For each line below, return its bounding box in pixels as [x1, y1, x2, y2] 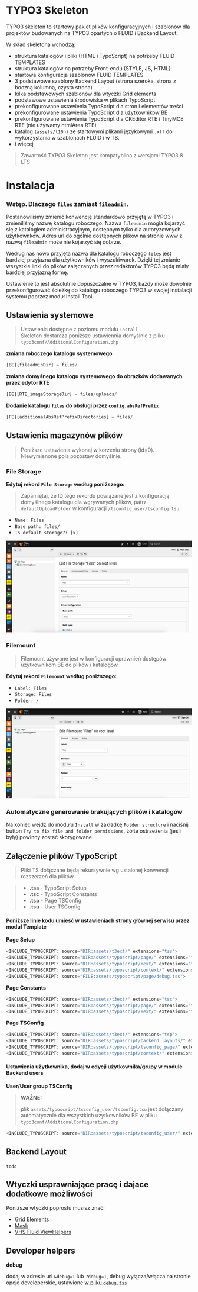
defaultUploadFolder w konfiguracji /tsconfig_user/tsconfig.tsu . [20, 504, 181, 512]
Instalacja [6, 179, 55, 192]
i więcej [14, 140, 34, 147]
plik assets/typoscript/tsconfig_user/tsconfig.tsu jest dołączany [20, 1105, 184, 1113]
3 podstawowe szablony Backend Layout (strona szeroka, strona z [14, 78, 177, 85]
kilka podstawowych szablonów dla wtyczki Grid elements [14, 90, 157, 97]
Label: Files [14, 685, 47, 691]
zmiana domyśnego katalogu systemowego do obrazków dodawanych [6, 373, 183, 380]
